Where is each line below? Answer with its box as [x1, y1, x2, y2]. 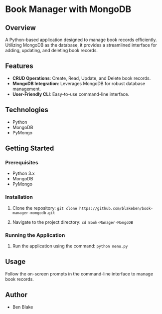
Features [5, 62, 33, 71]
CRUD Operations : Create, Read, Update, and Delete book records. [12, 75, 151, 81]
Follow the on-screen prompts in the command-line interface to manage [5, 270, 154, 276]
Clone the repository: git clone [12, 205, 77, 211]
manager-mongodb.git [12, 210, 55, 215]
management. [12, 86, 41, 92]
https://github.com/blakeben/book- [79, 206, 154, 211]
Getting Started [5, 144, 54, 153]
